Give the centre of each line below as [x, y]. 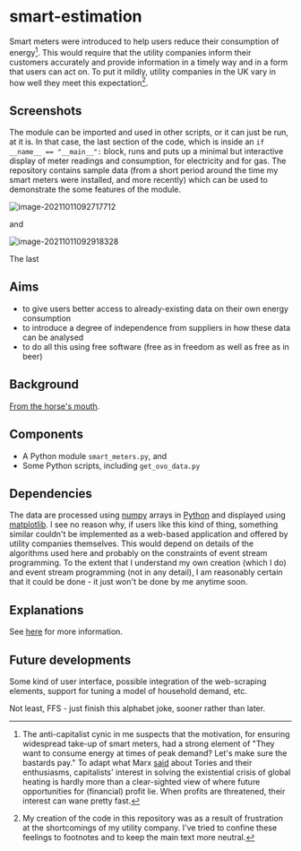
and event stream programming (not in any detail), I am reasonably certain [146, 572]
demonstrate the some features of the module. [95, 189]
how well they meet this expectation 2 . [79, 82]
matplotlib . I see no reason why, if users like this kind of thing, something [144, 525]
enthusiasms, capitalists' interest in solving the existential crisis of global [156, 772]
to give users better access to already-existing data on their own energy [155, 308]
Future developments [70, 660]
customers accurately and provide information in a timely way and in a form [149, 62]
